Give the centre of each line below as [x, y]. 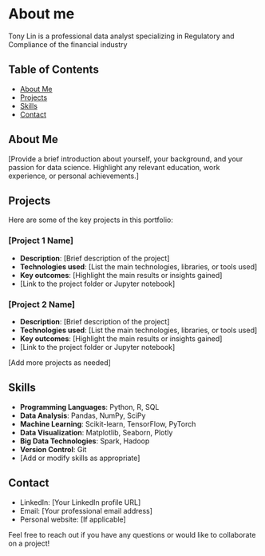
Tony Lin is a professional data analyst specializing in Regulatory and [121, 36]
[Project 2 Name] [42, 304]
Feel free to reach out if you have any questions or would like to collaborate [132, 534]
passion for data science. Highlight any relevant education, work [114, 167]
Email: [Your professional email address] [86, 510]
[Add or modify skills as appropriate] [80, 458]
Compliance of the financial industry [68, 44]
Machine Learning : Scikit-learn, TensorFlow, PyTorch [108, 423]
